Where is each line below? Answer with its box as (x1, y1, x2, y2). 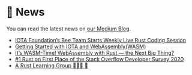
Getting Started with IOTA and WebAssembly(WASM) (14, 43, 146, 50)
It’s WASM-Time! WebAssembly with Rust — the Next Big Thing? (14, 49, 175, 56)
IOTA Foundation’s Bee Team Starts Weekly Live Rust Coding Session (14, 36, 187, 43)
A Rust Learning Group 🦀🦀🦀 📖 (14, 62, 88, 69)
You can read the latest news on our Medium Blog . (6, 25, 131, 32)
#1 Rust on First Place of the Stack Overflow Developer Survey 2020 (14, 55, 184, 62)
